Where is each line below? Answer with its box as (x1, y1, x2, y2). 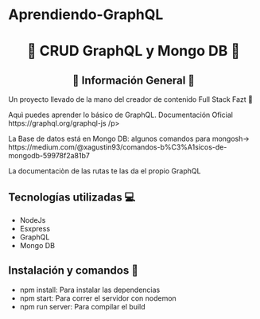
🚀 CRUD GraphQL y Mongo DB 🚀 (26, 42, 241, 60)
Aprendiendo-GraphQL (8, 6, 164, 24)
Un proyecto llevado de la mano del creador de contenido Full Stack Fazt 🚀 (8, 95, 253, 104)
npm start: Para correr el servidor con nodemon (19, 293, 177, 303)
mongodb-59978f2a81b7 (8, 151, 90, 161)
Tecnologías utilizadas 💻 (8, 190, 136, 204)
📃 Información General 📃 (72, 73, 196, 87)
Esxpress (19, 224, 50, 233)
